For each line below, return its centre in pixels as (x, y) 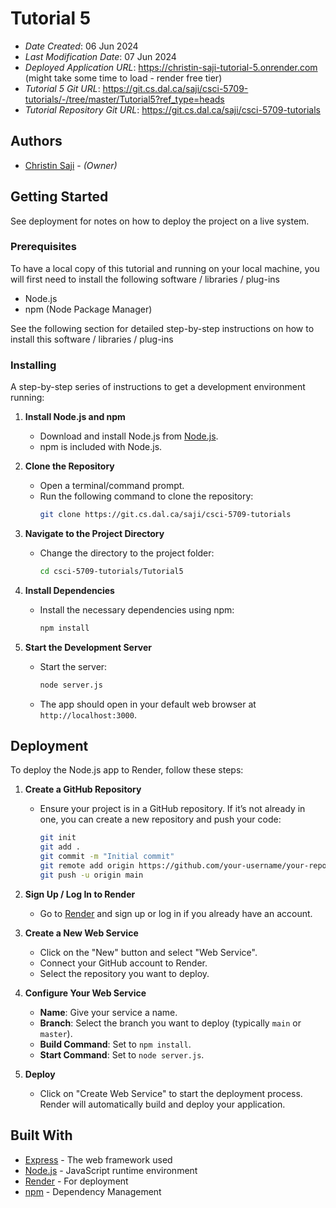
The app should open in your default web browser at (148, 704)
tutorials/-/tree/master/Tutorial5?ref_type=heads (124, 99)
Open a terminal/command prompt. (112, 486)
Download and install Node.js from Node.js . (129, 436)
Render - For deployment (76, 1181)
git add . (60, 847)
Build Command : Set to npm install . (115, 1044)
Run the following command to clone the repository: (146, 496)
